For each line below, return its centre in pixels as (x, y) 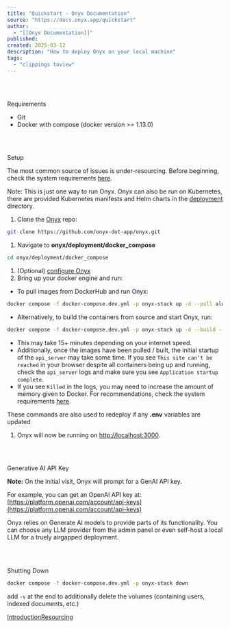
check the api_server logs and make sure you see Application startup (117, 372)
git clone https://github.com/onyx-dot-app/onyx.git (84, 232)
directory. (21, 206)
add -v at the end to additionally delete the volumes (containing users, (106, 596)
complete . (30, 379)
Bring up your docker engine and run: (70, 278)
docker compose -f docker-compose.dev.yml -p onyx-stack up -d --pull (110, 304)
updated (19, 421)
